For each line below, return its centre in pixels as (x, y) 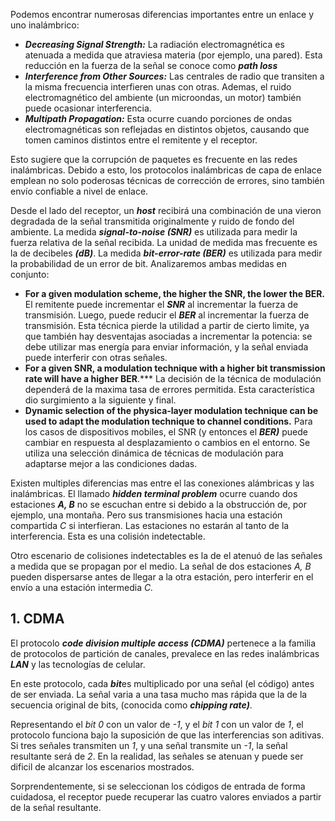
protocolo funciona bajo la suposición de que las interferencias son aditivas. (167, 735)
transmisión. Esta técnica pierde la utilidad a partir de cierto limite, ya (167, 325)
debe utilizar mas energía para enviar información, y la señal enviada (166, 347)
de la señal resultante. (56, 807)
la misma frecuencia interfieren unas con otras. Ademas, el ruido (158, 87)
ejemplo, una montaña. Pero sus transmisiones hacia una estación (146, 515)
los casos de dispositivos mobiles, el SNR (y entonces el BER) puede (166, 432)
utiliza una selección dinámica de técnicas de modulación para (154, 453)
